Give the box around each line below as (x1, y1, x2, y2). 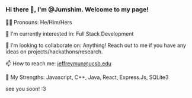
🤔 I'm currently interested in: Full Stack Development (5, 30, 134, 37)
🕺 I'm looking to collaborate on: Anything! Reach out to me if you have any (5, 42, 186, 49)
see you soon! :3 (5, 86, 46, 93)
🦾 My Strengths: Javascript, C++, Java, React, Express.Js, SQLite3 (5, 74, 169, 81)
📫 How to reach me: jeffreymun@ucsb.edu (5, 60, 112, 67)
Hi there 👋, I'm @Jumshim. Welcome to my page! (5, 5, 149, 14)
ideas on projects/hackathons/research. (5, 48, 103, 55)
